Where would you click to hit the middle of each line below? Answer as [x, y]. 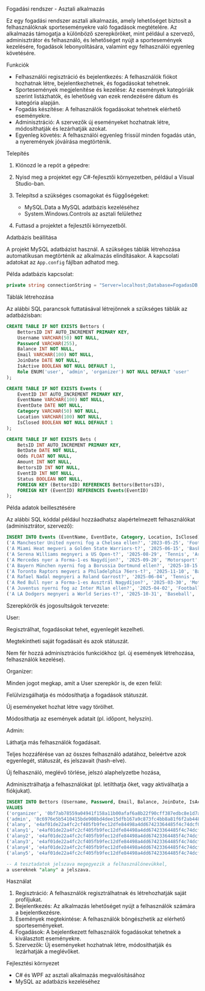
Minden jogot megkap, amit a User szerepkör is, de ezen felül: [84, 683]
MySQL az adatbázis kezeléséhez [58, 982]
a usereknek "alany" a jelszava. [49, 869]
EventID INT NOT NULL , [46, 473]
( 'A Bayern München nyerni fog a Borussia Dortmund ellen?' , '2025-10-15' [103, 565]
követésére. [21, 53]
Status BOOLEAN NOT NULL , [50, 479]
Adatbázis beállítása [32, 237]
